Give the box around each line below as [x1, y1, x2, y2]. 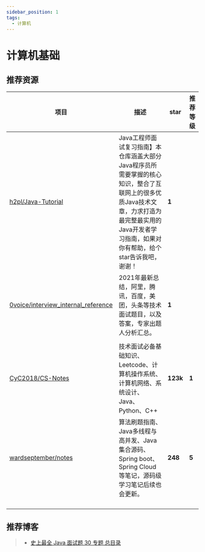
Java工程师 [118, 134, 151, 142]
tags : [6, 15, 20, 21]
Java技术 [124, 198, 151, 207]
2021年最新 [118, 273, 154, 282]
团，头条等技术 [118, 301, 162, 309]
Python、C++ [118, 407, 158, 415]
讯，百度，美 [118, 292, 156, 300]
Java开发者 [118, 226, 151, 234]
